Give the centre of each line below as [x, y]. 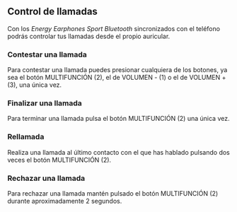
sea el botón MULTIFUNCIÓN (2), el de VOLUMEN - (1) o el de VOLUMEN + [117, 78]
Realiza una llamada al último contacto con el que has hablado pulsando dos [118, 152]
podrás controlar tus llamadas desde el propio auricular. [89, 36]
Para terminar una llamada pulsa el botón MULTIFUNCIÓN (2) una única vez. [118, 119]
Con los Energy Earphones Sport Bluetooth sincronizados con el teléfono [114, 28]
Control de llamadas [52, 12]
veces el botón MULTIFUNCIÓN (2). [59, 160]
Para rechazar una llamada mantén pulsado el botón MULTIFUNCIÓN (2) [113, 193]
